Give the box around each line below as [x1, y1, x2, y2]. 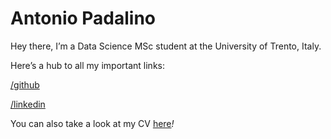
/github [10, 78, 40, 91]
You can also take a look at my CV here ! [10, 117, 175, 129]
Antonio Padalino [10, 7, 157, 30]
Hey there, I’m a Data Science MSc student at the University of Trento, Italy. [10, 40, 322, 52]
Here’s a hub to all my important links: [10, 59, 165, 71]
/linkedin [10, 98, 46, 110]
